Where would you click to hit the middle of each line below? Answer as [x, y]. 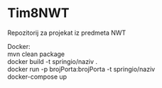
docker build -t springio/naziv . [53, 61]
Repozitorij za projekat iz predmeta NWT [67, 33]
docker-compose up [37, 77]
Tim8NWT [38, 13]
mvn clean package [36, 54]
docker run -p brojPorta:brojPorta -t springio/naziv [81, 69]
